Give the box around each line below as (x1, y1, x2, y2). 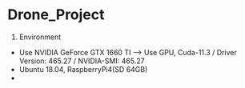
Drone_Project (7, 6, 105, 24)
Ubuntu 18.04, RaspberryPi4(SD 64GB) (18, 64, 148, 74)
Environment (18, 32, 62, 42)
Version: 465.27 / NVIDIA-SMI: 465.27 (18, 56, 145, 66)
